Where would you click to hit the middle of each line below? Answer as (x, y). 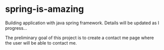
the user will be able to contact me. (41, 43)
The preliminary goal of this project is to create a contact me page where (80, 38)
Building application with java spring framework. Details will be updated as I (82, 23)
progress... (16, 28)
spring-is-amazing (45, 9)
